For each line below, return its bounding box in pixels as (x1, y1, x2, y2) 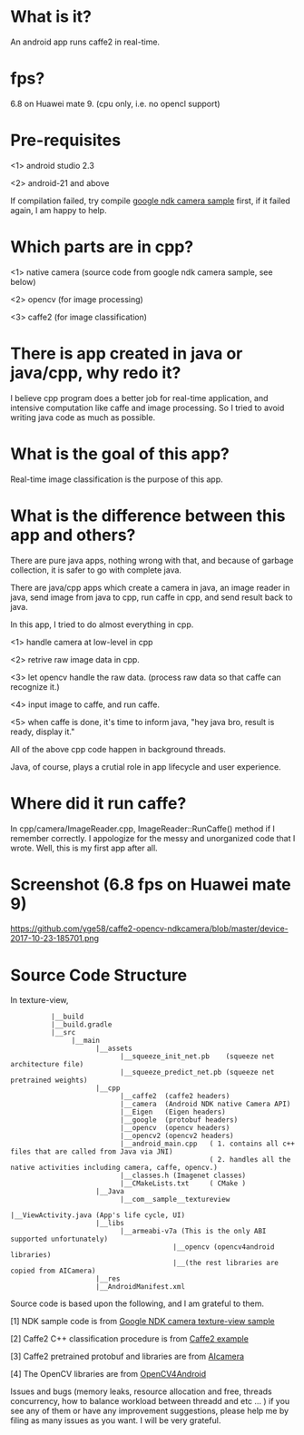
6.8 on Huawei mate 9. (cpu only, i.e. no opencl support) (10, 98, 221, 109)
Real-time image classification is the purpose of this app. (10, 474, 223, 485)
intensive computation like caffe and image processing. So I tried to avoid (10, 402, 285, 413)
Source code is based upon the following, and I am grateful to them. (10, 1298, 264, 1309)
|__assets (95, 1044, 132, 1054)
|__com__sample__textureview (120, 1195, 230, 1204)
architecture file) (10, 1060, 84, 1069)
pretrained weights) (10, 1076, 89, 1086)
